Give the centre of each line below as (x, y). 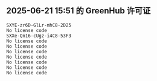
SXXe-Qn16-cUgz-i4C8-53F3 (39, 36)
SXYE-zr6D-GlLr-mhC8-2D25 (39, 25)
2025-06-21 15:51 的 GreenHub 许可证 (78, 11)
